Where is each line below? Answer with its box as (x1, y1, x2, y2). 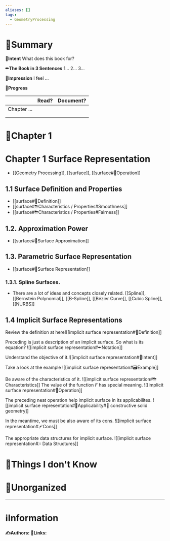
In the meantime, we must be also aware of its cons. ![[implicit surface (5, 418, 152, 424)
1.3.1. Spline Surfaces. (5, 278, 61, 285)
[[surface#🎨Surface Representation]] (12, 266, 90, 272)
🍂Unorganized (5, 482, 67, 493)
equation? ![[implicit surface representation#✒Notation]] (5, 344, 123, 351)
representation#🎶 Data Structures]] (5, 440, 78, 447)
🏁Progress (5, 85, 28, 91)
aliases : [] (5, 7, 30, 13)
